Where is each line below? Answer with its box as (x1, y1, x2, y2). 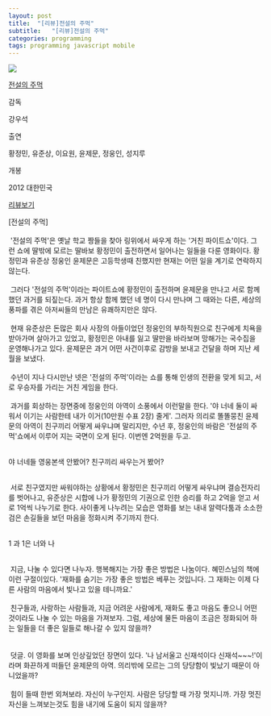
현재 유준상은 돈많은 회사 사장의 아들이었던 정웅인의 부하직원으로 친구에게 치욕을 (10, 323, 263, 333)
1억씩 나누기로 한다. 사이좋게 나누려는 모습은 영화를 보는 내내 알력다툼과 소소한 (16, 503, 263, 513)
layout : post (8, 11, 52, 20)
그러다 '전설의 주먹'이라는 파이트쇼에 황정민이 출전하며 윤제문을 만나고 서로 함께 (10, 285, 261, 294)
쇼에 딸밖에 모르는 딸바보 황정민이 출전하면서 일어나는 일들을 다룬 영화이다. (16, 246, 252, 256)
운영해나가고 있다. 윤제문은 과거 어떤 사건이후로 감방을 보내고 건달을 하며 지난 (8, 343, 252, 353)
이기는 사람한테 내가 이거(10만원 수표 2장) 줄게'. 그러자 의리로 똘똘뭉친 (23, 411, 244, 421)
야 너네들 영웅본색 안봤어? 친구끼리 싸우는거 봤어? (8, 457, 165, 467)
